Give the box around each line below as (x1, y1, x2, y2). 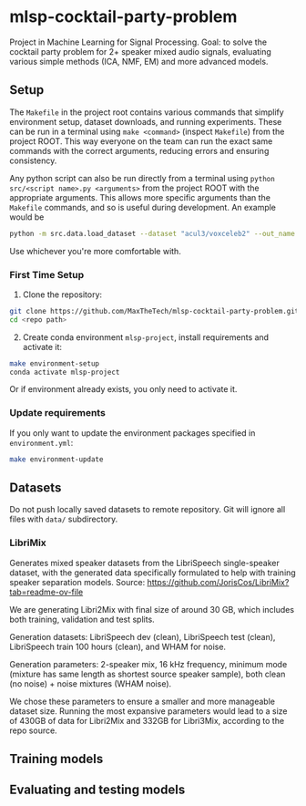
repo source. (9, 725, 57, 736)
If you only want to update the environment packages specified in (9, 427, 256, 439)
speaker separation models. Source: (9, 576, 146, 587)
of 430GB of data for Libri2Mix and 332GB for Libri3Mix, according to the (9, 715, 285, 726)
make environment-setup (9, 358, 100, 368)
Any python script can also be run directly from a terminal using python (9, 172, 275, 183)
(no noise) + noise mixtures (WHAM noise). (9, 677, 172, 689)
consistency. (9, 155, 57, 166)
